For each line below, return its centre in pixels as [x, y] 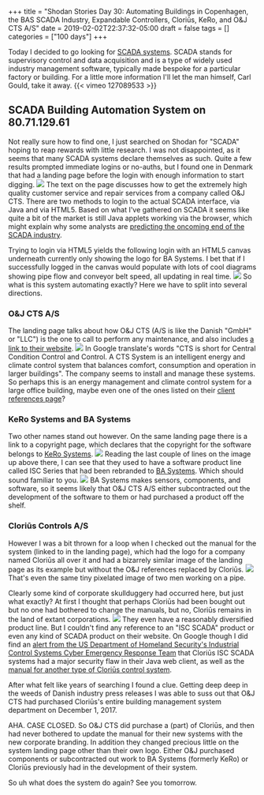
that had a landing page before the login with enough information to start [126, 175]
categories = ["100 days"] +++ [58, 36]
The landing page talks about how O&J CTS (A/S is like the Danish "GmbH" [130, 331]
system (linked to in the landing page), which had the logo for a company [127, 551]
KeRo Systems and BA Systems [70, 419]
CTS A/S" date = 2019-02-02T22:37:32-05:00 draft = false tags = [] [119, 28]
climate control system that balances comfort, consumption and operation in [132, 366]
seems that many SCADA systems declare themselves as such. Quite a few [130, 158]
